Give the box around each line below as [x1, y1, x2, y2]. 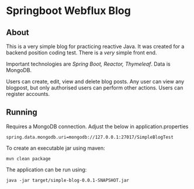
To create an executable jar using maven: [6, 145, 105, 152]
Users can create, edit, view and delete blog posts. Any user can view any [6, 78, 185, 85]
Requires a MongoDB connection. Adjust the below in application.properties [6, 123, 189, 130]
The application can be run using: [6, 166, 87, 173]
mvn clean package [6, 156, 51, 161]
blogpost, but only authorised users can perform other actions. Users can [6, 84, 183, 91]
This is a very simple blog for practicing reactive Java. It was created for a [6, 43, 185, 50]
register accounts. [6, 91, 50, 97]
